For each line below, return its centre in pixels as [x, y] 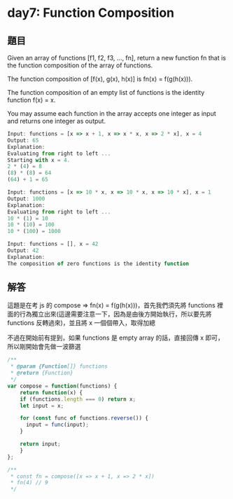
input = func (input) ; [57, 425]
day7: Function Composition [91, 13]
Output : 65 [23, 140]
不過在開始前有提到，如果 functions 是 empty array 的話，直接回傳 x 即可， [115, 338]
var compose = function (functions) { [62, 386]
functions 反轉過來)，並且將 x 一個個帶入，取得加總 [82, 323]
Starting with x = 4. [39, 160]
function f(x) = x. [31, 100]
